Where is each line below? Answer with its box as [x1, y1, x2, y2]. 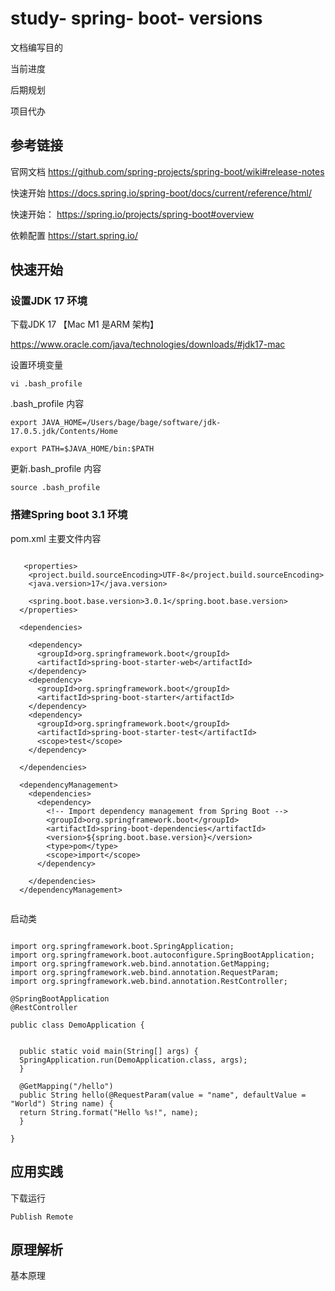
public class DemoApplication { [10, 1020, 145, 1030]
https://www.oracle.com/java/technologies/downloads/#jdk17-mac [10, 338, 286, 351]
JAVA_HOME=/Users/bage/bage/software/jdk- [41, 418, 222, 428]
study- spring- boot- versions [10, 7, 263, 30]
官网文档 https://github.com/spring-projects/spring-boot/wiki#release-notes [10, 165, 325, 177]
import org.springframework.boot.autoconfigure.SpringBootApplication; [10, 950, 315, 960]
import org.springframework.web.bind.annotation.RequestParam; [10, 967, 280, 977]
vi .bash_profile [10, 379, 83, 389]
